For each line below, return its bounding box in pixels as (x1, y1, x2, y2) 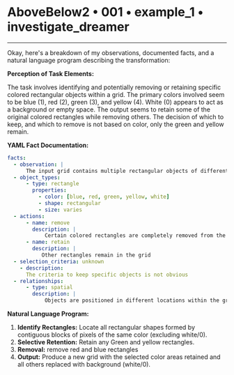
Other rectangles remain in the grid (41, 252, 151, 259)
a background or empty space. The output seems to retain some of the (7, 105, 211, 114)
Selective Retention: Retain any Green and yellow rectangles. (17, 338, 195, 346)
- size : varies (38, 206, 82, 213)
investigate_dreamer (7, 19, 130, 35)
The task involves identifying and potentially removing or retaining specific (7, 83, 221, 91)
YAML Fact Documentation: (7, 141, 89, 149)
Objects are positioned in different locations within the (44, 297, 219, 304)
